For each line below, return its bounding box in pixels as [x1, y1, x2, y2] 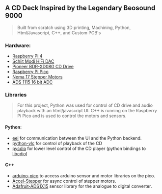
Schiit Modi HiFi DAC [12, 58, 54, 64]
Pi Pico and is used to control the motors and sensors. [17, 113, 127, 119]
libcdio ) [12, 150, 28, 156]
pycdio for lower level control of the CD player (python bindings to [12, 145, 146, 151]
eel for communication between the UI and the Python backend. [12, 135, 142, 141]
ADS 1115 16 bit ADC [12, 79, 53, 85]
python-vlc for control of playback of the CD [12, 140, 102, 146]
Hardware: [5, 42, 31, 48]
